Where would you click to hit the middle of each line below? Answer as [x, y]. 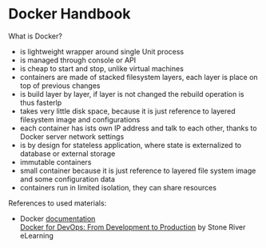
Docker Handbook [69, 14]
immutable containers [56, 162]
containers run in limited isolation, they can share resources [118, 187]
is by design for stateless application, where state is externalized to [131, 145]
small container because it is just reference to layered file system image [138, 170]
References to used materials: [58, 203]
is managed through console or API [78, 60]
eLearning [37, 235]
